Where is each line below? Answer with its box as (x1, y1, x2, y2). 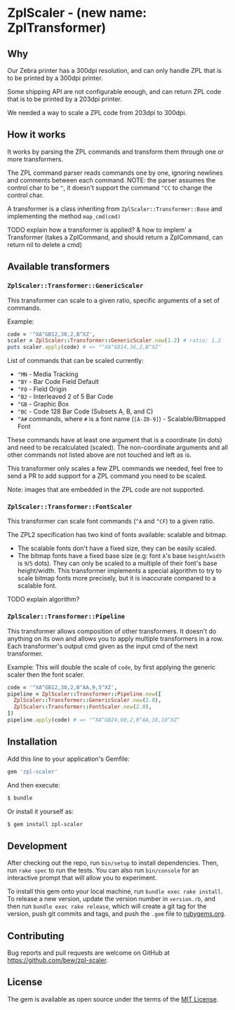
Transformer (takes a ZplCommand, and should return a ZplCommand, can (7, 233, 223, 241)
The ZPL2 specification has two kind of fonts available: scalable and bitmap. (7, 531, 228, 539)
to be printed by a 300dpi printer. (7, 74, 103, 82)
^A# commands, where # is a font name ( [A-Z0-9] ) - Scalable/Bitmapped (17, 415, 226, 423)
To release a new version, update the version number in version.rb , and (7, 895, 216, 903)
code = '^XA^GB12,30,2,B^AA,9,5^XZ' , (7, 684, 118, 691)
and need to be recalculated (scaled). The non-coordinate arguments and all (7, 444, 228, 452)
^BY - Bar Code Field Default (17, 378, 100, 386)
